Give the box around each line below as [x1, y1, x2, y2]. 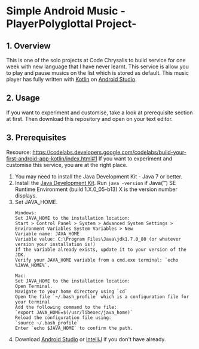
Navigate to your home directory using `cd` [14, 289, 128, 295]
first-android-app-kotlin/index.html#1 [6, 154, 97, 162]
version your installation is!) [14, 241, 96, 247]
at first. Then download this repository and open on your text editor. [6, 115, 173, 122]
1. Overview [6, 41, 51, 51]
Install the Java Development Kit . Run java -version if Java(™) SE [14, 179, 176, 186]
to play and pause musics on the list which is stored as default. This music [6, 69, 189, 76]
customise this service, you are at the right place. [6, 161, 128, 168]
